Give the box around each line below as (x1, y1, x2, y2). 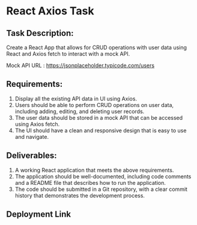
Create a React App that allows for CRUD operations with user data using (6, 44, 187, 51)
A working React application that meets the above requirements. (14, 166, 174, 174)
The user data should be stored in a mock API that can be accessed (14, 114, 183, 121)
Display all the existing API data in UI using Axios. (14, 95, 137, 102)
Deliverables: (6, 151, 57, 161)
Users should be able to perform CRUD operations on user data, (14, 101, 174, 108)
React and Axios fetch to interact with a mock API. (6, 50, 130, 57)
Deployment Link (6, 209, 71, 220)
